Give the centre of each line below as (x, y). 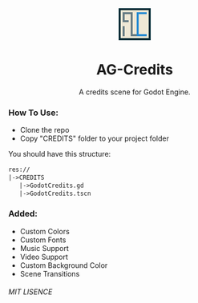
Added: (23, 213)
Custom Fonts (43, 240)
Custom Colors (44, 231)
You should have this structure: (60, 154)
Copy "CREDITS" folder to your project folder (95, 138)
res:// (19, 170)
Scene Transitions (50, 273)
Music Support (44, 248)
